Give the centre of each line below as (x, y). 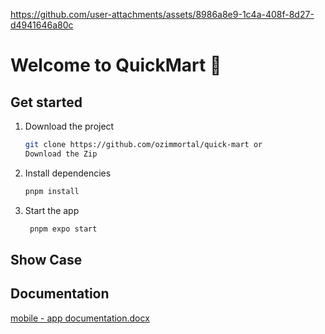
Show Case (46, 259)
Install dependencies (68, 173)
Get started (46, 102)
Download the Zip (61, 154)
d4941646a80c (42, 25)
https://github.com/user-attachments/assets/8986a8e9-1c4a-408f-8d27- (162, 14)
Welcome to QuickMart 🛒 (116, 65)
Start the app (52, 210)
